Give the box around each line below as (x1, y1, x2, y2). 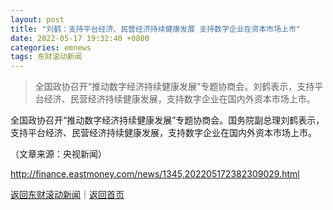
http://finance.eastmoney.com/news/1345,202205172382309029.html (10, 168, 300, 180)
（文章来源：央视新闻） (10, 148, 107, 160)
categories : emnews (10, 42, 92, 53)
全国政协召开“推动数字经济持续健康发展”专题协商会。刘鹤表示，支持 (34, 81, 315, 93)
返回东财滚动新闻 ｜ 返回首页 (10, 189, 125, 201)
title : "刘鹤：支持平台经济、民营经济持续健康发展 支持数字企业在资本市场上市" (10, 24, 302, 34)
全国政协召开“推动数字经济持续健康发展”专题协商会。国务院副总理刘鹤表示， (10, 114, 325, 126)
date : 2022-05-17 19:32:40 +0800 (10, 33, 150, 43)
